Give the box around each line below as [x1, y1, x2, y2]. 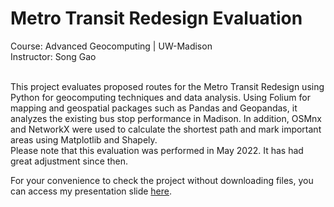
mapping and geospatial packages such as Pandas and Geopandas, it [10, 102, 298, 114]
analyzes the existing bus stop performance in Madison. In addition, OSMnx [10, 112, 322, 124]
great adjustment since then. [10, 155, 129, 167]
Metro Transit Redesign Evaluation [10, 7, 303, 30]
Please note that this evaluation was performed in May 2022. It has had [10, 144, 304, 156]
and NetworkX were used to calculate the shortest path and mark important [10, 123, 322, 135]
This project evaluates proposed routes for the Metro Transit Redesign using [10, 80, 325, 92]
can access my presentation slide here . [10, 185, 173, 197]
